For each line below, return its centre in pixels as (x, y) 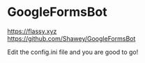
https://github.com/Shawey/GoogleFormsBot (71, 38)
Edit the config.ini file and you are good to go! (73, 52)
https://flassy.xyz (32, 31)
